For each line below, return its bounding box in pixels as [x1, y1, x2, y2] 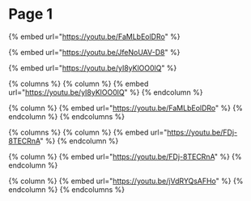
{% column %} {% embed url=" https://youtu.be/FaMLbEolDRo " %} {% [8, 103, 243, 113]
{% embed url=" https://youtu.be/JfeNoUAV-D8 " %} [8, 47, 181, 57]
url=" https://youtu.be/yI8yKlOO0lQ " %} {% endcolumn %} [8, 87, 203, 97]
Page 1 [8, 5, 53, 24]
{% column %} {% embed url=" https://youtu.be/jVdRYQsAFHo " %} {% [8, 176, 244, 186]
